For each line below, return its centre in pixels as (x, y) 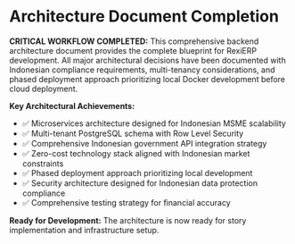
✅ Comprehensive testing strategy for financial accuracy (127, 202)
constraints (43, 164)
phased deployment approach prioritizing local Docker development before (147, 79)
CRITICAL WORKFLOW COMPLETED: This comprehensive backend (134, 41)
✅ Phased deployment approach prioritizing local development (137, 172)
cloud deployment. (44, 88)
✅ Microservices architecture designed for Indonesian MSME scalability (154, 123)
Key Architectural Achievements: (72, 105)
